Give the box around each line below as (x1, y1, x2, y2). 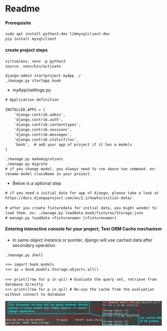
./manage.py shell (5, 253, 43, 258)
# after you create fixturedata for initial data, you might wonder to (5, 205, 157, 210)
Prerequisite (5, 19, 31, 25)
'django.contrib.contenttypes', (14, 122, 81, 127)
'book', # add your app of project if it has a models (14, 142, 133, 147)
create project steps (5, 47, 48, 53)
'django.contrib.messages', (14, 132, 72, 137)
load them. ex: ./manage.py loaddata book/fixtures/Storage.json (5, 210, 143, 215)
